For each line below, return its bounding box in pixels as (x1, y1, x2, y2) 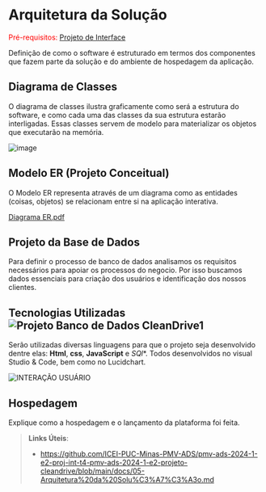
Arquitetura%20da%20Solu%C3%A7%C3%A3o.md (40, 475, 214, 484)
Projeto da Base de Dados (8, 235, 140, 249)
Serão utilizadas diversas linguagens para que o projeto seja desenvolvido (8, 340, 256, 350)
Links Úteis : (27, 434, 69, 443)
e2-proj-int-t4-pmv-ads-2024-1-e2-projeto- (40, 458, 188, 467)
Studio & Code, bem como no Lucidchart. (8, 357, 146, 367)
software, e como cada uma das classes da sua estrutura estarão (8, 110, 226, 120)
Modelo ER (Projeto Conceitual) (8, 166, 170, 180)
